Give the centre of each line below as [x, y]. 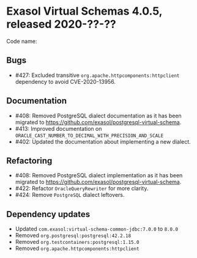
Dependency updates [48, 214]
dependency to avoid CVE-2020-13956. [65, 81]
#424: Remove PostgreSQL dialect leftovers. [70, 195]
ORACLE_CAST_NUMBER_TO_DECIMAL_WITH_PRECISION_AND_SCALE [89, 136]
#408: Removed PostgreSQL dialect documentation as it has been [98, 116]
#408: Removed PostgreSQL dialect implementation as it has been [99, 175]
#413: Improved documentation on [58, 128]
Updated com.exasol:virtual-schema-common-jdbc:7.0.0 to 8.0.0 [97, 229]
